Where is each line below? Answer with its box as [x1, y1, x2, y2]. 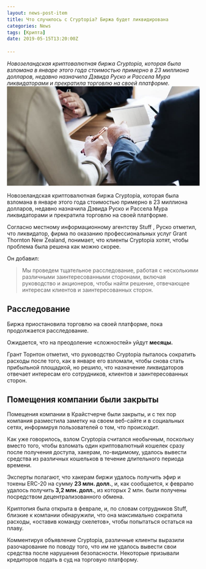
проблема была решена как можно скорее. [7, 242, 121, 250]
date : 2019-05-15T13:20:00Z [7, 36, 79, 42]
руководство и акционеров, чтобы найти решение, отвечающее [21, 279, 190, 287]
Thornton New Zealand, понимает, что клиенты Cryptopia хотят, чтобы [7, 236, 189, 244]
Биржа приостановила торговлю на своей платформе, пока [7, 320, 163, 328]
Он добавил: [7, 255, 40, 262]
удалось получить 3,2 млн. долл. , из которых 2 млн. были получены [7, 487, 187, 494]
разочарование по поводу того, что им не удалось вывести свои [7, 543, 177, 551]
